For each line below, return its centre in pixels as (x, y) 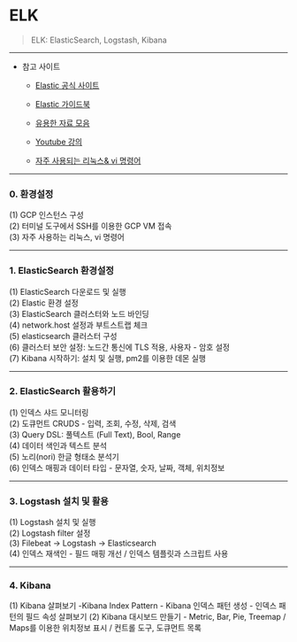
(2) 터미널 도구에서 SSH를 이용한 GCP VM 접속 (91, 226)
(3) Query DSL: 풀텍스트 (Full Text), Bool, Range (95, 434)
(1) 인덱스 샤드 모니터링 (49, 412)
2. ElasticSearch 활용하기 (63, 391)
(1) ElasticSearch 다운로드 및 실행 (68, 291)
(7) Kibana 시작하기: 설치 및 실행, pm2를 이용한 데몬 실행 (107, 358)
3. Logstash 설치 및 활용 (59, 501)
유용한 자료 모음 (62, 123)
